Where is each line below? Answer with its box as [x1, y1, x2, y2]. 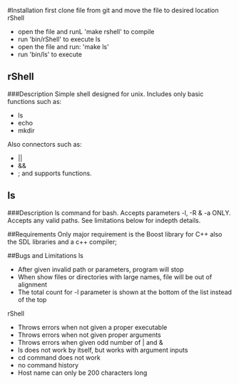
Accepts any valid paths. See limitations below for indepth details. [7, 216, 201, 224]
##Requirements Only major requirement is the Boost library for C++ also [7, 229, 223, 238]
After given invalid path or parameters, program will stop [17, 265, 184, 274]
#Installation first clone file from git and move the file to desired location [7, 6, 219, 14]
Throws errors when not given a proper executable [17, 323, 168, 331]
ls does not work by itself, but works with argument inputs [17, 346, 188, 354]
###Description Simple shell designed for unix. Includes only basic [7, 89, 204, 98]
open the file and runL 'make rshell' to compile [17, 28, 155, 36]
